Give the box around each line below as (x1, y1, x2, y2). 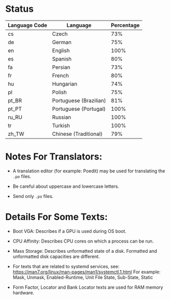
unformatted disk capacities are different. (12, 253, 100, 259)
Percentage (111, 22, 140, 29)
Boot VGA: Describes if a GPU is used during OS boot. (12, 228, 127, 234)
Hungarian (52, 80, 78, 87)
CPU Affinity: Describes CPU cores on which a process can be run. (12, 238, 154, 244)
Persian (52, 64, 70, 71)
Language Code (8, 22, 47, 29)
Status (5, 3, 34, 15)
